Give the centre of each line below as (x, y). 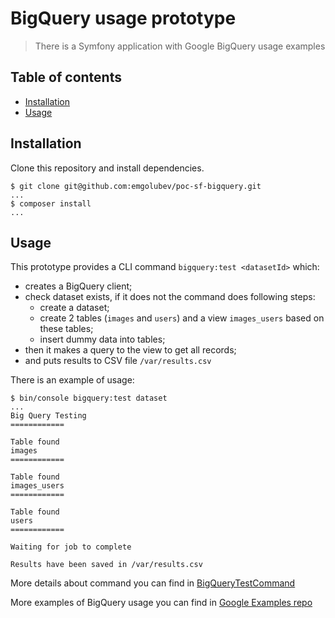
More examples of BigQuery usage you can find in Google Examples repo (161, 603)
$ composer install (51, 203)
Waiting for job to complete (71, 547)
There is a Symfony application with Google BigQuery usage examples (180, 46)
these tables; (66, 329)
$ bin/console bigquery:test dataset (89, 398)
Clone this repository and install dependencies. (107, 168)
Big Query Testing (48, 416)
